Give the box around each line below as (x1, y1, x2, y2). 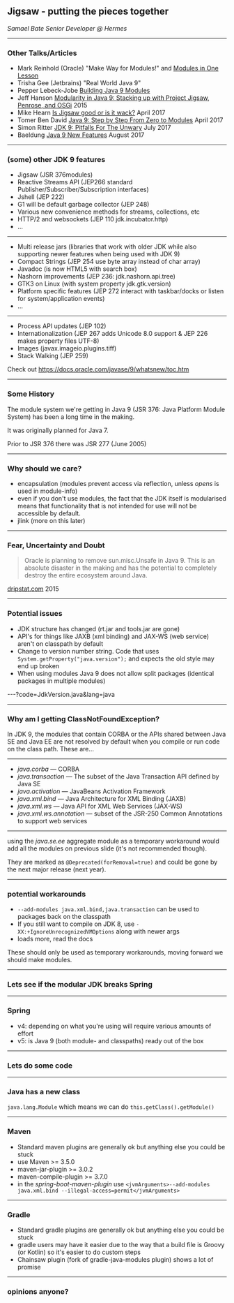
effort (17, 1029, 33, 1038)
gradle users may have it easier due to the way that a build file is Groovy (17, 1240, 225, 1249)
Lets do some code (7, 1061, 73, 1070)
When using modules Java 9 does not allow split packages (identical (17, 669, 214, 677)
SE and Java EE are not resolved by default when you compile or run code (7, 737, 220, 746)
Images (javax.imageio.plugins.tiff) (17, 344, 117, 353)
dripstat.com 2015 (7, 584, 59, 593)
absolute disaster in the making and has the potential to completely (24, 564, 217, 572)
